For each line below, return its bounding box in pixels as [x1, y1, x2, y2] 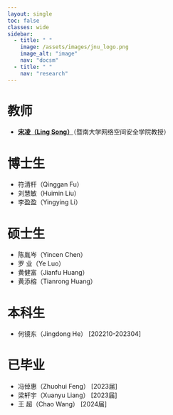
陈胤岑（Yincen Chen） [17, 251, 87, 259]
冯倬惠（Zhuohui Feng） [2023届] [17, 382, 117, 391]
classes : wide [7, 23, 50, 31]
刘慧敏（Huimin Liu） [17, 189, 80, 198]
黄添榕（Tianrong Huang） [17, 277, 97, 285]
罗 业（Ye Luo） [17, 259, 65, 268]
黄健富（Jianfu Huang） [17, 268, 89, 277]
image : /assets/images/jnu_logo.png [20, 43, 130, 51]
